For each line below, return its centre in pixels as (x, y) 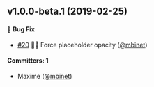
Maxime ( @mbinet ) (45, 76)
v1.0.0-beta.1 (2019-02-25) (67, 11)
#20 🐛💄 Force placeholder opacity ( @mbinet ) (82, 45)
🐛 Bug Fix (21, 29)
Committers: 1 (28, 61)
